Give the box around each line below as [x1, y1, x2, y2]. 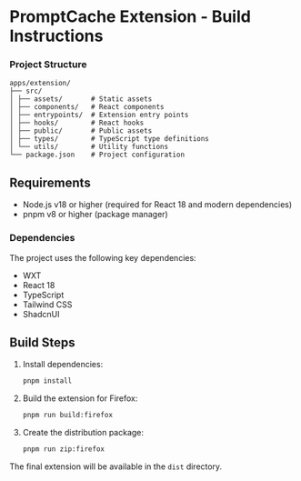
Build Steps [9, 335, 75, 350]
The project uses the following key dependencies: [9, 252, 197, 263]
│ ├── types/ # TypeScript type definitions [9, 135, 209, 144]
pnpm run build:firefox [22, 411, 114, 420]
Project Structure [9, 58, 87, 71]
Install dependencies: [22, 359, 104, 370]
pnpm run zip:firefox [22, 445, 105, 454]
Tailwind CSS [22, 298, 73, 310]
